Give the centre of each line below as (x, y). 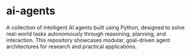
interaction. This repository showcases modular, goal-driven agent (88, 40)
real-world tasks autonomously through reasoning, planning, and (86, 33)
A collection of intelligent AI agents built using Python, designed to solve (95, 27)
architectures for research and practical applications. (72, 46)
